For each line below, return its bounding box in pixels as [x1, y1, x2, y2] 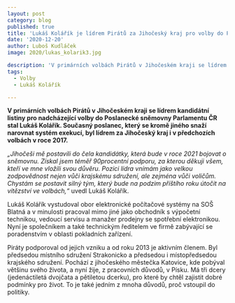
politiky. [7, 288, 30, 297]
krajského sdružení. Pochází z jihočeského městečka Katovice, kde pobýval [7, 258, 225, 267]
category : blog [7, 17, 52, 24]
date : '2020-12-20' [7, 36, 64, 43]
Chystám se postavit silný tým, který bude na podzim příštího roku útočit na [7, 179, 226, 188]
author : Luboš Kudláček [7, 43, 77, 50]
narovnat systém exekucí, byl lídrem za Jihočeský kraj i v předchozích [7, 128, 215, 137]
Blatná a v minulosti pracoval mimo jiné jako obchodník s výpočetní [7, 207, 201, 216]
